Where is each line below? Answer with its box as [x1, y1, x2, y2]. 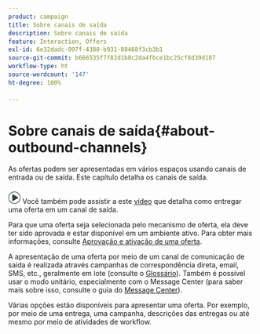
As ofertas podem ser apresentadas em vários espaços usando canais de [8, 165, 247, 174]
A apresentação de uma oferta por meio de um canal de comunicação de [8, 252, 245, 262]
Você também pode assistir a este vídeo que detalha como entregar [22, 197, 242, 206]
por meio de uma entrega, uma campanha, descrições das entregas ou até [8, 309, 250, 318]
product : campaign [8, 13, 68, 20]
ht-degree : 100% [8, 78, 61, 86]
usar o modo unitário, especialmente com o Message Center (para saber [8, 277, 244, 286]
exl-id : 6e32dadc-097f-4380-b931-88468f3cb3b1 [8, 45, 163, 54]
